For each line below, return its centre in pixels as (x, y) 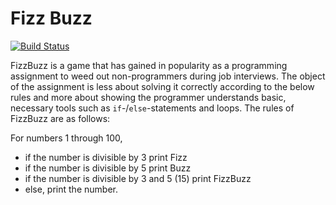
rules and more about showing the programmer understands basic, (148, 97)
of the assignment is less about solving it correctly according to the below (162, 86)
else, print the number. (71, 189)
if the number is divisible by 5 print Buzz (108, 168)
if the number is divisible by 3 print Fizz (106, 157)
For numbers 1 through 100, (66, 138)
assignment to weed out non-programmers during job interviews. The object (168, 76)
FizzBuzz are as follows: (60, 118)
